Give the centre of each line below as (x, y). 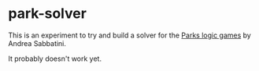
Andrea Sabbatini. (37, 43)
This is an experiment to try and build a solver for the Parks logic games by (130, 35)
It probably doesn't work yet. (55, 59)
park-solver (47, 14)
